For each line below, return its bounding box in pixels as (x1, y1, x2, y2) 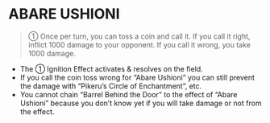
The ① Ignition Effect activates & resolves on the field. (19, 64, 203, 73)
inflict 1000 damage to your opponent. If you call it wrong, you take (27, 39, 251, 49)
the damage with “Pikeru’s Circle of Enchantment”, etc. (19, 81, 202, 91)
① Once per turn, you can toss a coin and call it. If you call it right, (27, 31, 251, 41)
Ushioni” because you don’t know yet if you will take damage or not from (19, 98, 262, 108)
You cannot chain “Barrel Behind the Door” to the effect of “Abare (19, 89, 238, 99)
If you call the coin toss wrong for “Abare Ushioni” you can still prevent (19, 72, 255, 82)
